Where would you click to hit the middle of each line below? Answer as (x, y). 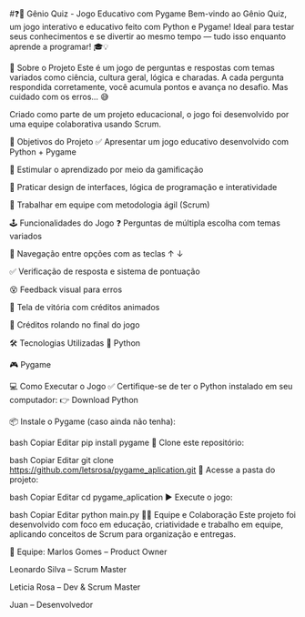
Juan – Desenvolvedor (51, 605)
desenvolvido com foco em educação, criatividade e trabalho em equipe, (147, 524)
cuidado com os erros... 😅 (59, 96)
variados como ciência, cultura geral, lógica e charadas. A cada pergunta (147, 77)
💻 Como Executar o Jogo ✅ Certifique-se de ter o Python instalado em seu (151, 386)
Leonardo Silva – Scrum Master (68, 569)
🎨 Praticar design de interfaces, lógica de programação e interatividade (143, 187)
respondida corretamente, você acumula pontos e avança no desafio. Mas (149, 87)
